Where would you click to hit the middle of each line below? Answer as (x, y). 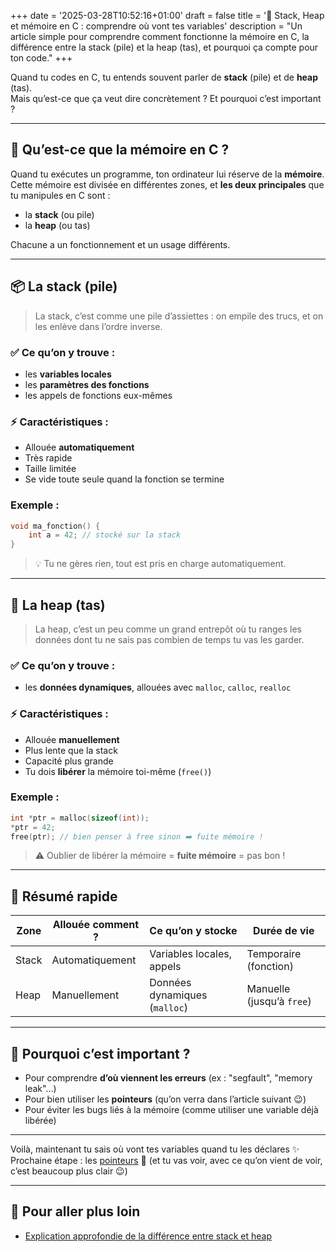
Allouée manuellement (72, 739)
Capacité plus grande (69, 761)
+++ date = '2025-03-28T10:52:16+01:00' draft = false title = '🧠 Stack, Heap (167, 15)
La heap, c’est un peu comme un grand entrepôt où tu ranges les (168, 629)
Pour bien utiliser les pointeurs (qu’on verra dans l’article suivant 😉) (165, 1099)
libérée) (40, 1121)
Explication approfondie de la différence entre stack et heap (148, 1236)
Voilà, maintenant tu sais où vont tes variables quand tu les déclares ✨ (155, 1149)
